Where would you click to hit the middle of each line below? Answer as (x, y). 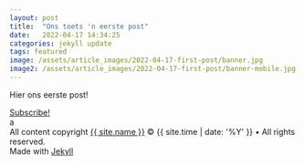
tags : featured (38, 52)
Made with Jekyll (42, 150)
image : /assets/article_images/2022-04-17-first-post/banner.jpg (136, 60)
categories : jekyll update (61, 43)
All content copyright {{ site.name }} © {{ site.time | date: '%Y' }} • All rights (152, 131)
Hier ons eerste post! (49, 94)
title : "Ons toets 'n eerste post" (79, 26)
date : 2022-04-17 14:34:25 (65, 35)
